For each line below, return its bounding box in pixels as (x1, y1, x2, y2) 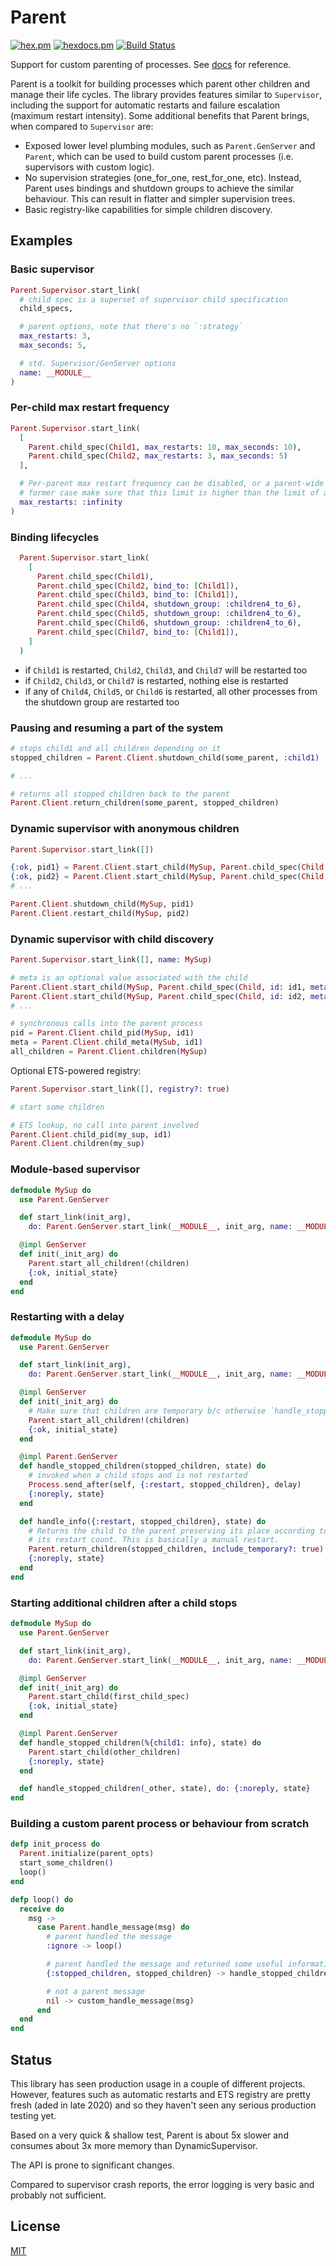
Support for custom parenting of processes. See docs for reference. (10, 58, 292, 70)
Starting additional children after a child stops (10, 1596, 238, 1610)
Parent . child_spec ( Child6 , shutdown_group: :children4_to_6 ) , (36, 618, 302, 628)
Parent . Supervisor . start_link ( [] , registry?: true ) (10, 1084, 230, 1094)
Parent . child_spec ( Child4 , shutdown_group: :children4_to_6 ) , (36, 599, 302, 610)
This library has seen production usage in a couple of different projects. (10, 2077, 306, 2090)
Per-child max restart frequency (10, 401, 170, 415)
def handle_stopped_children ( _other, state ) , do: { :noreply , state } (19, 1784, 311, 1794)
